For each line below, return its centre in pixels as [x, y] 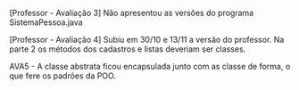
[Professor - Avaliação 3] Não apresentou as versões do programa [132, 13]
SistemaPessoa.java [46, 22]
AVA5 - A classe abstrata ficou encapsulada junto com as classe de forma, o [150, 66]
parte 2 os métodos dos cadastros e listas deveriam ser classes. [128, 49]
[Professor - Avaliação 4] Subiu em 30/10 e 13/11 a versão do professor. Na [147, 40]
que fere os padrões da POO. [62, 76]
